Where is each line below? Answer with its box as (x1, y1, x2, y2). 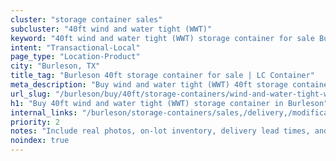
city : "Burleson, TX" (10, 61, 101, 71)
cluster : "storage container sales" (10, 14, 163, 25)
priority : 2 (10, 117, 60, 127)
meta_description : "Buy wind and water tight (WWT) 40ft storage (10, 80, 288, 90)
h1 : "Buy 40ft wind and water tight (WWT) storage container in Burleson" (10, 98, 329, 108)
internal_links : (10, 107, 78, 118)
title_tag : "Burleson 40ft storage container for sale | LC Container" (10, 71, 315, 81)
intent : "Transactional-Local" (10, 42, 141, 53)
